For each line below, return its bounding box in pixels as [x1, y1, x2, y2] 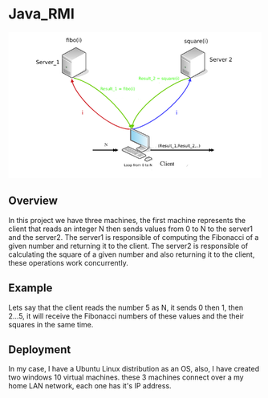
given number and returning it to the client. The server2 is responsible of [8, 241, 249, 250]
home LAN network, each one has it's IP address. [8, 381, 172, 391]
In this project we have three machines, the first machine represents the [8, 215, 246, 225]
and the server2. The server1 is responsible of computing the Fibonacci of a [8, 232, 259, 242]
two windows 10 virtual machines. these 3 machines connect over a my [8, 372, 244, 382]
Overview [8, 194, 59, 208]
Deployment [8, 343, 71, 357]
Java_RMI [8, 5, 75, 23]
